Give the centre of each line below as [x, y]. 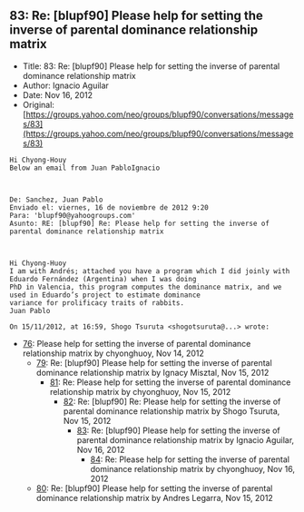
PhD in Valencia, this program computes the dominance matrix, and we [146, 287]
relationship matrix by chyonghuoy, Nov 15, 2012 [140, 391]
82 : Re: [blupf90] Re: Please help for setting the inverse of [172, 401]
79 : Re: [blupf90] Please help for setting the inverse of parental [154, 362]
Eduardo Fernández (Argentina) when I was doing [103, 279]
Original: [38, 104]
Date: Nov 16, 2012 [58, 94]
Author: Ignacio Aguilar [65, 85]
